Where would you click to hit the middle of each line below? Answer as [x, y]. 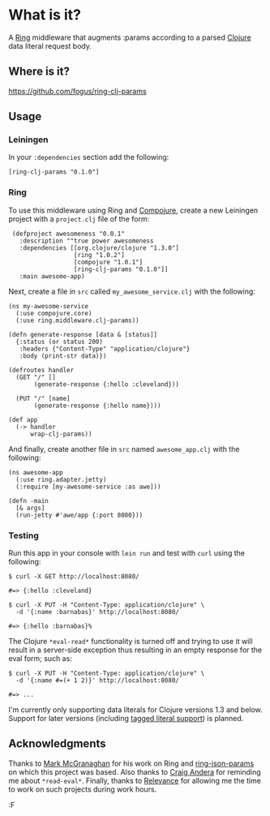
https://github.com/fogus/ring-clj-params [78, 91]
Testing [24, 535]
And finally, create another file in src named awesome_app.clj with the [124, 449]
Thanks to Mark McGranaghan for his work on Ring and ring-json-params [131, 763]
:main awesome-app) [52, 276]
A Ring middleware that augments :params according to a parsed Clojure [130, 37]
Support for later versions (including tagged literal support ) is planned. [126, 719]
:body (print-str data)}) [63, 356]
